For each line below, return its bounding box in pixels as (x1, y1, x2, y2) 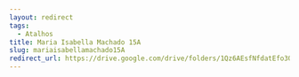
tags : (9, 21, 29, 30)
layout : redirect (9, 12, 74, 22)
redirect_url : (9, 54, 62, 63)
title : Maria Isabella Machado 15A (9, 37, 141, 47)
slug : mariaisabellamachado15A (9, 46, 125, 55)
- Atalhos (17, 29, 53, 38)
